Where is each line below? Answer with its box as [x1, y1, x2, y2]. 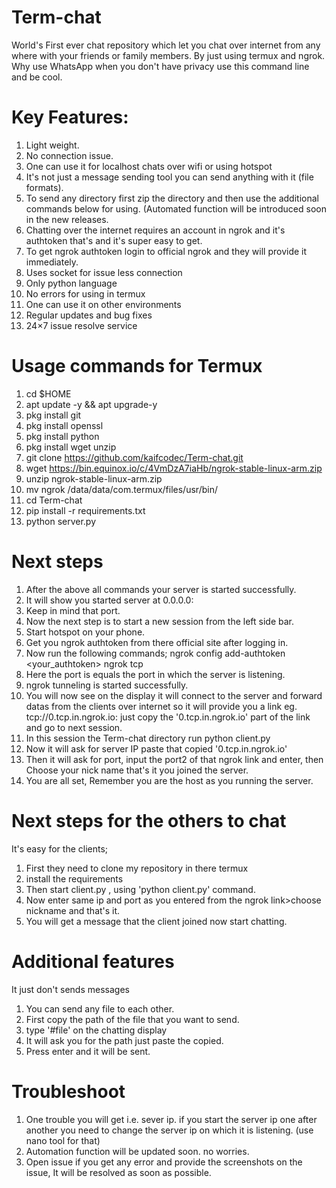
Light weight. [25, 139, 80, 151]
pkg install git [25, 409, 82, 421]
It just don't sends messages [11, 983, 130, 995]
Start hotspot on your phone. [25, 626, 146, 638]
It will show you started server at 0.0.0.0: [25, 594, 194, 606]
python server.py [25, 515, 97, 527]
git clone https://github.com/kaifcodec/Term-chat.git [25, 451, 244, 463]
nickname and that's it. [25, 904, 121, 916]
